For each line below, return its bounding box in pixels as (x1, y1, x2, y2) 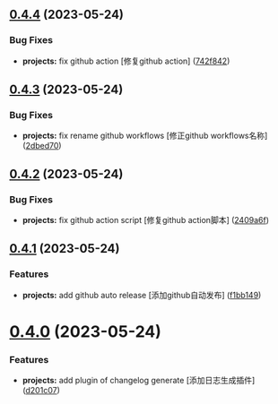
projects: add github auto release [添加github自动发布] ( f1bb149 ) (22, 289, 262, 300)
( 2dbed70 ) (22, 141, 62, 151)
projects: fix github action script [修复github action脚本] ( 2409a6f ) (22, 215, 270, 226)
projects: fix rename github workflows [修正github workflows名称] (22, 130, 268, 142)
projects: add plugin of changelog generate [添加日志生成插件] (22, 375, 256, 386)
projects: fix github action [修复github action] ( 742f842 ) (22, 56, 230, 66)
